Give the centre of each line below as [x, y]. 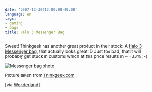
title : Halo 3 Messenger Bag [35, 32]
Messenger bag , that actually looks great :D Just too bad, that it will [73, 51]
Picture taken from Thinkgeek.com [40, 75]
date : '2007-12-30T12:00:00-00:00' [41, 9]
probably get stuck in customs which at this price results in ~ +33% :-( [76, 56]
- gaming [14, 23]
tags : [11, 18]
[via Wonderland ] [22, 85]
